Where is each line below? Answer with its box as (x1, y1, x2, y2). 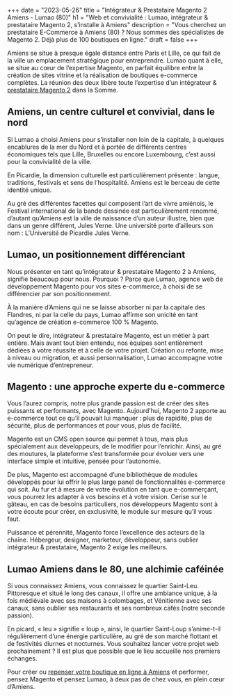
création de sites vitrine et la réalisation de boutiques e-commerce (7, 71, 198, 79)
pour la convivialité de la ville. (7, 157, 92, 165)
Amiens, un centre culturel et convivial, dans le (7, 106, 216, 118)
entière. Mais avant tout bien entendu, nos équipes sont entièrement (7, 339, 203, 347)
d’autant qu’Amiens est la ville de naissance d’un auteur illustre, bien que (7, 213, 215, 222)
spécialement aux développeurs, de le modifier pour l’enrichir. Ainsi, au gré (7, 442, 222, 451)
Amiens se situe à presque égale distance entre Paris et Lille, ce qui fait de (7, 49, 221, 57)
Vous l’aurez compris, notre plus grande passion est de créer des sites (7, 399, 209, 407)
